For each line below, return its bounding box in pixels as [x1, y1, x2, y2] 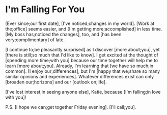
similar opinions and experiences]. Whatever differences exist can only [5, 73, 154, 79]
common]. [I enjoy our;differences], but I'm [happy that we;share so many [5, 68, 160, 74]
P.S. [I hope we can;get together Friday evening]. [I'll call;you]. [5, 104, 136, 110]
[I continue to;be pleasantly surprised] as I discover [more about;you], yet [5, 46, 160, 52]
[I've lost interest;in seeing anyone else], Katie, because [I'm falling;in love [5, 89, 161, 95]
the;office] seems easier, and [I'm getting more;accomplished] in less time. [5, 25, 162, 32]
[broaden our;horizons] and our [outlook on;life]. [5, 79, 107, 85]
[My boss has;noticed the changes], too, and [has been [5, 31, 122, 37]
